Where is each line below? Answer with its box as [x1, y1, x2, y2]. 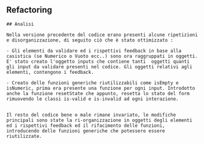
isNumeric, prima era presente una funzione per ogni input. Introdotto [6, 85, 195, 91]
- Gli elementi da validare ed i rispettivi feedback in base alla [6, 48, 182, 54]
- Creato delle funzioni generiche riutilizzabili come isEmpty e [6, 79, 179, 86]
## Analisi [6, 21, 34, 27]
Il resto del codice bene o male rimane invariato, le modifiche [6, 112, 176, 118]
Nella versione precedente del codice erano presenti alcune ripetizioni [6, 32, 199, 38]
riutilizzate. [6, 133, 43, 139]
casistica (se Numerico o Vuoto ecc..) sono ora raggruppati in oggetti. [6, 53, 199, 59]
